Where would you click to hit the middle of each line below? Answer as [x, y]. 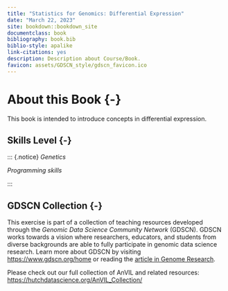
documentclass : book [37, 33]
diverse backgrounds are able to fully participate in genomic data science [112, 245]
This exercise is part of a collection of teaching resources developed [105, 222]
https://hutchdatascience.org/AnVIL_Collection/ [75, 280]
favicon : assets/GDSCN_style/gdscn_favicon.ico [77, 65]
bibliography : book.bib [42, 39]
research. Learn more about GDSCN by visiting [74, 252]
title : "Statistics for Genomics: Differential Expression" [96, 14]
